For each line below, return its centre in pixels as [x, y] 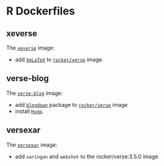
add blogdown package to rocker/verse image [71, 104]
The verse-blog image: [35, 93]
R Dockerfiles [41, 11]
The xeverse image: [30, 48]
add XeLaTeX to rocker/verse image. [59, 59]
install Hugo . [29, 111]
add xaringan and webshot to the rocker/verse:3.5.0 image [87, 156]
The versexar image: [32, 145]
